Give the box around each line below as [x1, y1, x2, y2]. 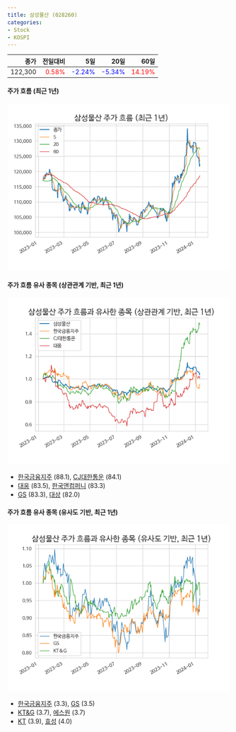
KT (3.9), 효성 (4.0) [17, 717, 73, 726]
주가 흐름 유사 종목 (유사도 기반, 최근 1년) [7, 508, 119, 516]
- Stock [7, 26, 30, 33]
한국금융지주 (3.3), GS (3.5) [17, 699, 95, 708]
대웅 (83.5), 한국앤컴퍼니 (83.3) [17, 481, 106, 489]
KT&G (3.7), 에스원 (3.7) [17, 708, 86, 717]
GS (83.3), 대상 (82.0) [17, 490, 81, 499]
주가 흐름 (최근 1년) [7, 87, 59, 95]
